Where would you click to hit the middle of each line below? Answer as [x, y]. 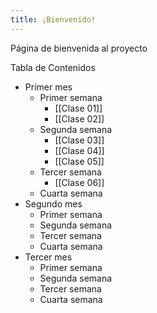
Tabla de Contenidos [53, 67]
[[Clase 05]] [79, 161]
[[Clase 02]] [79, 118]
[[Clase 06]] [79, 182]
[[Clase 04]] [79, 150]
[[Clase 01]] [78, 108]
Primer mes [48, 87]
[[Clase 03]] [79, 140]
